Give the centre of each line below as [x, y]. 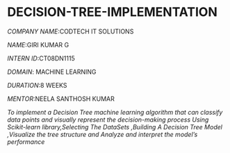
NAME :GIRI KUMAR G [38, 45]
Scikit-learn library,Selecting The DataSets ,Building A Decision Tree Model [115, 127]
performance [26, 142]
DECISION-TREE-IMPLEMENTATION [112, 12]
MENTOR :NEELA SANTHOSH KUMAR [61, 99]
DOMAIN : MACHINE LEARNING [52, 72]
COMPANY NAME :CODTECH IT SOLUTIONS [71, 31]
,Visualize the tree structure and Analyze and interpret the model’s [102, 134]
